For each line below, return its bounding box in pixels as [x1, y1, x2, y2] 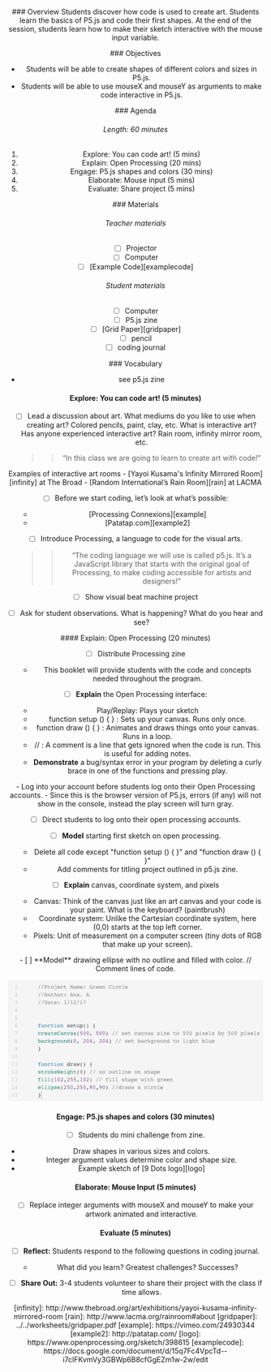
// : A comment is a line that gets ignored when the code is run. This [34, 740, 261, 750]
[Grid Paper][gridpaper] [101, 324, 182, 333]
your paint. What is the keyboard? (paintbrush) [69, 905, 226, 914]
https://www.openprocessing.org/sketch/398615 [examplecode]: [27, 1337, 244, 1347]
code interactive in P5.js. [100, 90, 183, 100]
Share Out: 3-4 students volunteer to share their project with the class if [20, 1278, 263, 1288]
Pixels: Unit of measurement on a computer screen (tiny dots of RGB [32, 931, 262, 940]
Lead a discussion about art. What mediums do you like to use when [27, 411, 256, 421]
